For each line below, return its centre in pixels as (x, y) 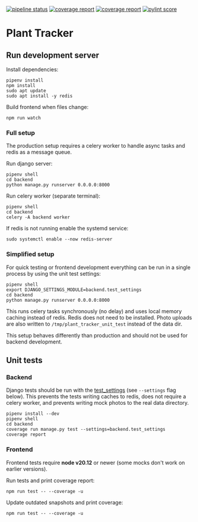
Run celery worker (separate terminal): (53, 196)
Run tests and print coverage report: (50, 480)
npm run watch (24, 118)
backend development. (34, 342)
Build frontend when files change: (47, 107)
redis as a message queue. (39, 152)
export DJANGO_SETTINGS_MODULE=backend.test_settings (74, 290)
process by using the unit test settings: (54, 273)
